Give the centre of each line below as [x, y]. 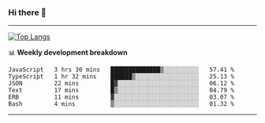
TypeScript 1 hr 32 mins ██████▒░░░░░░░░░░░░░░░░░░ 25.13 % [121, 77]
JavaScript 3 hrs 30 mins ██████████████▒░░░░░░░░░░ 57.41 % [121, 70]
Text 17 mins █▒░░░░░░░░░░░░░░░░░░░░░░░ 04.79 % [121, 90]
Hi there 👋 [28, 13]
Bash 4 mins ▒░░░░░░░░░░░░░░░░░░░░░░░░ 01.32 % [121, 104]
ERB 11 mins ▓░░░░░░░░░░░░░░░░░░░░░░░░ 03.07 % [121, 97]
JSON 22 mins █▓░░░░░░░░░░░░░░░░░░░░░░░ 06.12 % [121, 84]
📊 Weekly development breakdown [68, 52]
